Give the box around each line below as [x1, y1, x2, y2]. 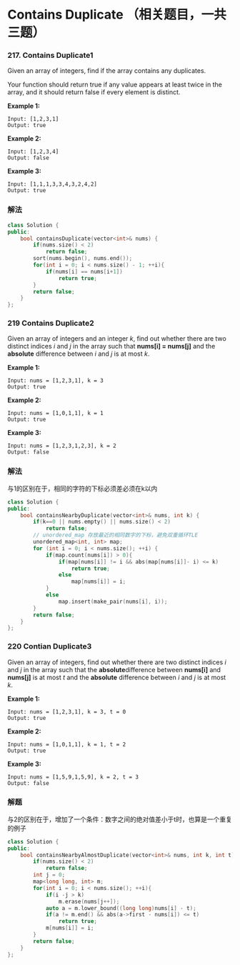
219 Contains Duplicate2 [7, 319, 94, 329]
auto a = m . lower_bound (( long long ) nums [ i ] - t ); [45, 904, 196, 911]
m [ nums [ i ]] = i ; [45, 924, 94, 932]
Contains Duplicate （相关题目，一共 [7, 6, 227, 23]
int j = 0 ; [33, 871, 66, 879]
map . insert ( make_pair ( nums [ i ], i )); [58, 598, 168, 605]
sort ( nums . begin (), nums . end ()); [33, 255, 133, 262]
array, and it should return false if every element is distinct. [7, 88, 181, 96]
